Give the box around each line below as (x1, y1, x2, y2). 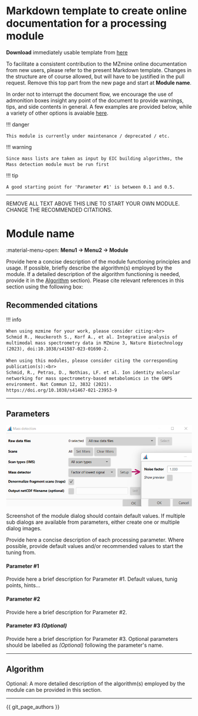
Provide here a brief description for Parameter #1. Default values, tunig (6, 575, 178, 583)
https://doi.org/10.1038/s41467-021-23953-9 (6, 387, 117, 393)
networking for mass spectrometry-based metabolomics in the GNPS (6, 375, 173, 381)
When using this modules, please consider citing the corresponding (6, 358, 178, 364)
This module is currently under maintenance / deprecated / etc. (6, 133, 170, 139)
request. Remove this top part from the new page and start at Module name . (6, 79, 192, 86)
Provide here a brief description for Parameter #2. (6, 608, 128, 615)
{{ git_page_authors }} (6, 703, 60, 710)
